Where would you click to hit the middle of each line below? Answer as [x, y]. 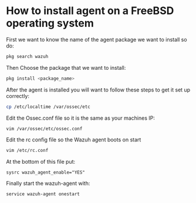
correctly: [18, 96]
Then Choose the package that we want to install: [66, 67]
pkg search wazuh [27, 56]
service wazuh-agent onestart [43, 194]
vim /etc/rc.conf [27, 151]
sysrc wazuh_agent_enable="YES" [45, 172]
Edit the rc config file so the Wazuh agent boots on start [74, 140]
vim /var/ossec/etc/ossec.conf [44, 128]
